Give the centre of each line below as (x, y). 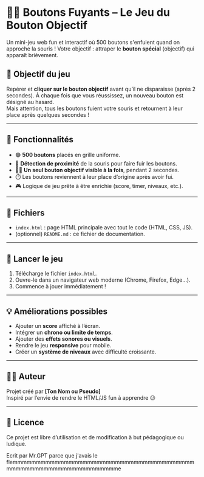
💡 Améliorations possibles (57, 311)
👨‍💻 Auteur (26, 377)
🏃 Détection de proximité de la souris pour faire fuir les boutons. (96, 163)
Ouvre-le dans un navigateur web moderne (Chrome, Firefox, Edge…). (103, 280)
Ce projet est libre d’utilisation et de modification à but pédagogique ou (95, 437)
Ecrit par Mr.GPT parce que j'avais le (52, 455)
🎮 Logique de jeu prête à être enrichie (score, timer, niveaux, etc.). (99, 186)
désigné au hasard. (30, 102)
